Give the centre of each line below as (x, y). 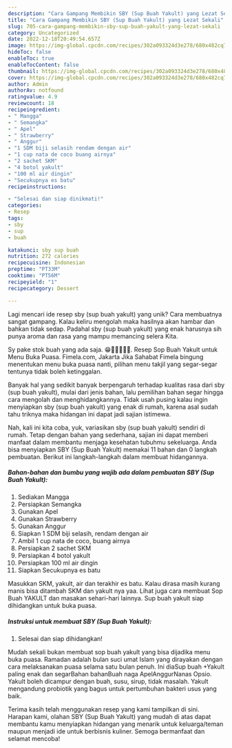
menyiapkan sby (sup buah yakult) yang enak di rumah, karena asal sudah (113, 407)
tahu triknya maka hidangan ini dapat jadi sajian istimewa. (89, 414)
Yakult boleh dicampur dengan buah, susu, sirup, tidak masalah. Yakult (108, 681)
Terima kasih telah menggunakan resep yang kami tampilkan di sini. (104, 709)
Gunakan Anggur (42, 526)
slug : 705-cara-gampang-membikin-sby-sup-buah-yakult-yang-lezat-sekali (114, 26)
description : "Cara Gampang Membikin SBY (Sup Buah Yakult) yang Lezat (113, 13)
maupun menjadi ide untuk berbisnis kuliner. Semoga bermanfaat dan (106, 731)
